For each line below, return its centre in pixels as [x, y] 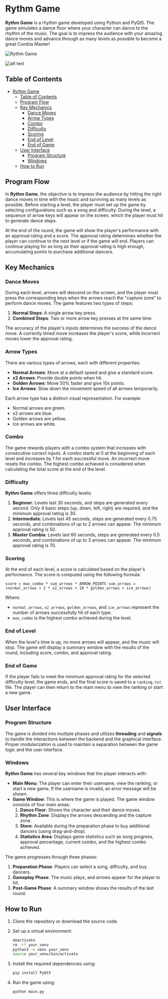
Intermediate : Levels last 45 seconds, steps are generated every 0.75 [85, 519]
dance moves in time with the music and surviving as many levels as [76, 199]
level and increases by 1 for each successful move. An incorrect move [77, 458]
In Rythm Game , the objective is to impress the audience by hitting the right [83, 194]
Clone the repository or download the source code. [65, 921]
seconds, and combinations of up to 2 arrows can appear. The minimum [87, 524]
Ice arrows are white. [34, 424]
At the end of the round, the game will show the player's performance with [82, 230]
